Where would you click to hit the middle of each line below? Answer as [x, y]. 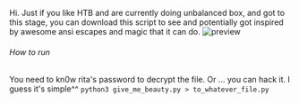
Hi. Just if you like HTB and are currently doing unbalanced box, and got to [147, 13]
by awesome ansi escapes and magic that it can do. [105, 32]
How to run [30, 51]
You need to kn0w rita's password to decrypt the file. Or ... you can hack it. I [150, 80]
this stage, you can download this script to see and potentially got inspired [146, 22]
